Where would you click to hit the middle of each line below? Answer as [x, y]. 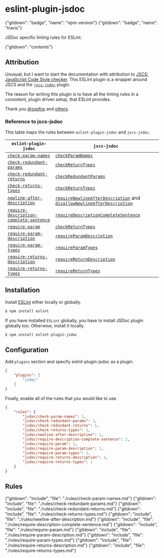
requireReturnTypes [78, 271]
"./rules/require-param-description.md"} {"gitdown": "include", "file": [74, 535]
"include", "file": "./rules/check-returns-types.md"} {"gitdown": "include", [79, 514]
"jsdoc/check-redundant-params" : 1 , [60, 421]
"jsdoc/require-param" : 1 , [50, 444]
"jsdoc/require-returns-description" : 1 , [65, 457]
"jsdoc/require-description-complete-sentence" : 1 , [76, 439]
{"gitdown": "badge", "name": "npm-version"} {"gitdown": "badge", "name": [82, 23]
